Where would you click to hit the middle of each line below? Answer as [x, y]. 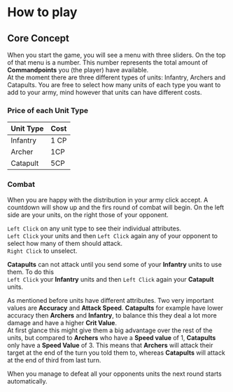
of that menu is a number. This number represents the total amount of [108, 63]
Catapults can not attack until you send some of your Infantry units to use [115, 264]
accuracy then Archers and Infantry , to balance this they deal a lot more [112, 315]
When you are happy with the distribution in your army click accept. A [108, 200]
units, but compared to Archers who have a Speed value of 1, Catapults [112, 337]
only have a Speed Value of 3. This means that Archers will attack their [110, 345]
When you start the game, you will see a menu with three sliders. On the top [116, 55]
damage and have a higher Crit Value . [62, 322]
